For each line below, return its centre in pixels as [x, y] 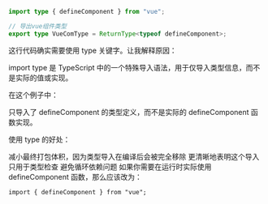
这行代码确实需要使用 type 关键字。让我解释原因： [93, 50]
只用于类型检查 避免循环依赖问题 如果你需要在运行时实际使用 [110, 167]
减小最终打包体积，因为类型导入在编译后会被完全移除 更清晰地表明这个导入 [134, 156]
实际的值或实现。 [44, 78]
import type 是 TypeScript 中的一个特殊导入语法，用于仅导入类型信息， [127, 67]
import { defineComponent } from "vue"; [78, 192]
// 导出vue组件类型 [38, 26]
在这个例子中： [33, 95]
